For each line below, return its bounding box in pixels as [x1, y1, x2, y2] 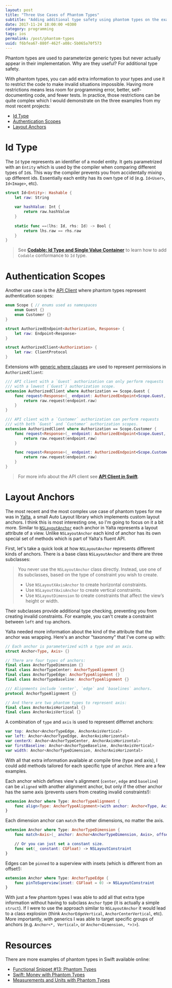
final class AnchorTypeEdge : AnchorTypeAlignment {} [5, 672, 120, 677]
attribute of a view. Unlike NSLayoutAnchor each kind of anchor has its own [5, 530, 161, 536]
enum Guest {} [14, 308, 45, 313]
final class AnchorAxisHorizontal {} [5, 705, 86, 710]
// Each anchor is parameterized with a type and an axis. [5, 643, 134, 649]
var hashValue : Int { [14, 204, 60, 210]
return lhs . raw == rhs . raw [24, 228, 81, 233]
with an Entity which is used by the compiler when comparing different [5, 164, 156, 170]
